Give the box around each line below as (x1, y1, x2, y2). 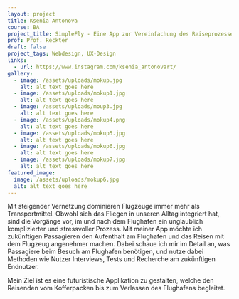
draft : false (7, 43, 46, 51)
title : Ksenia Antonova (7, 17, 78, 24)
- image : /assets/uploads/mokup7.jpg (14, 156, 126, 164)
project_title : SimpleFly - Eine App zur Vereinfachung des (7, 30, 190, 38)
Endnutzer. (7, 263, 39, 271)
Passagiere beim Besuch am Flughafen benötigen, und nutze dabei (7, 247, 204, 256)
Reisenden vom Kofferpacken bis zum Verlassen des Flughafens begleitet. (7, 284, 225, 293)
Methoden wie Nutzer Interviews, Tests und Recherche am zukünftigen (7, 255, 216, 263)
